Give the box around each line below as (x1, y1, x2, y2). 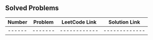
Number (7, 18, 27, 25)
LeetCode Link (61, 18, 97, 25)
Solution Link (108, 18, 141, 25)
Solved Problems (5, 4, 59, 12)
